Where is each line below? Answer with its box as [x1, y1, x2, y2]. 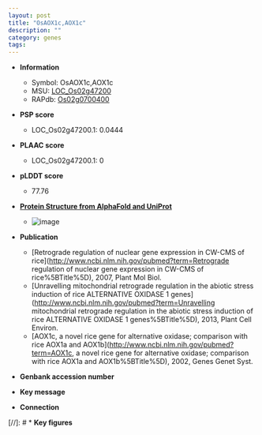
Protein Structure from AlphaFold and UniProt [19, 202, 172, 212]
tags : [8, 41, 26, 49]
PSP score [19, 110, 54, 119]
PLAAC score [19, 141, 65, 150]
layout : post [8, 11, 51, 20]
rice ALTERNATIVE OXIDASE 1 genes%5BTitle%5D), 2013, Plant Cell [31, 315, 253, 324]
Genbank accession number [19, 372, 114, 381]
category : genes [8, 33, 62, 42]
